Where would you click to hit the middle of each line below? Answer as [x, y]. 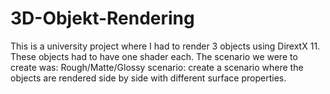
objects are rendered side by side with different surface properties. [148, 78]
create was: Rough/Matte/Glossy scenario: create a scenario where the [157, 67]
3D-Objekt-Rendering [102, 18]
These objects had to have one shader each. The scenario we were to [154, 56]
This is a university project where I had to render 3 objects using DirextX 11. [165, 46]
